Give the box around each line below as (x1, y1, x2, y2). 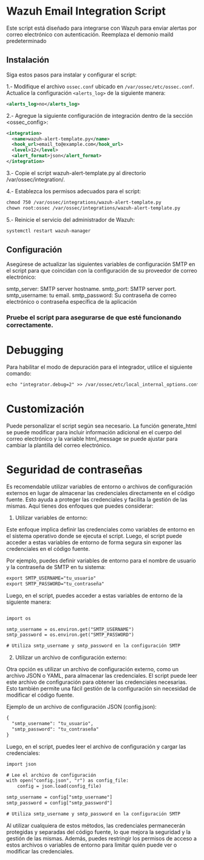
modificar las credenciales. (6, 847, 74, 855)
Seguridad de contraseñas (6, 463, 143, 477)
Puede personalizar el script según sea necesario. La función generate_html (6, 422, 197, 429)
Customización (6, 402, 85, 416)
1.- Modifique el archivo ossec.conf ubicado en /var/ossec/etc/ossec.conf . (6, 83, 194, 90)
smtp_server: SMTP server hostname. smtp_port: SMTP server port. (6, 285, 177, 293)
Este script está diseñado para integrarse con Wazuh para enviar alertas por (6, 24, 197, 32)
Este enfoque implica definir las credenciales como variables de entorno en (6, 525, 195, 533)
